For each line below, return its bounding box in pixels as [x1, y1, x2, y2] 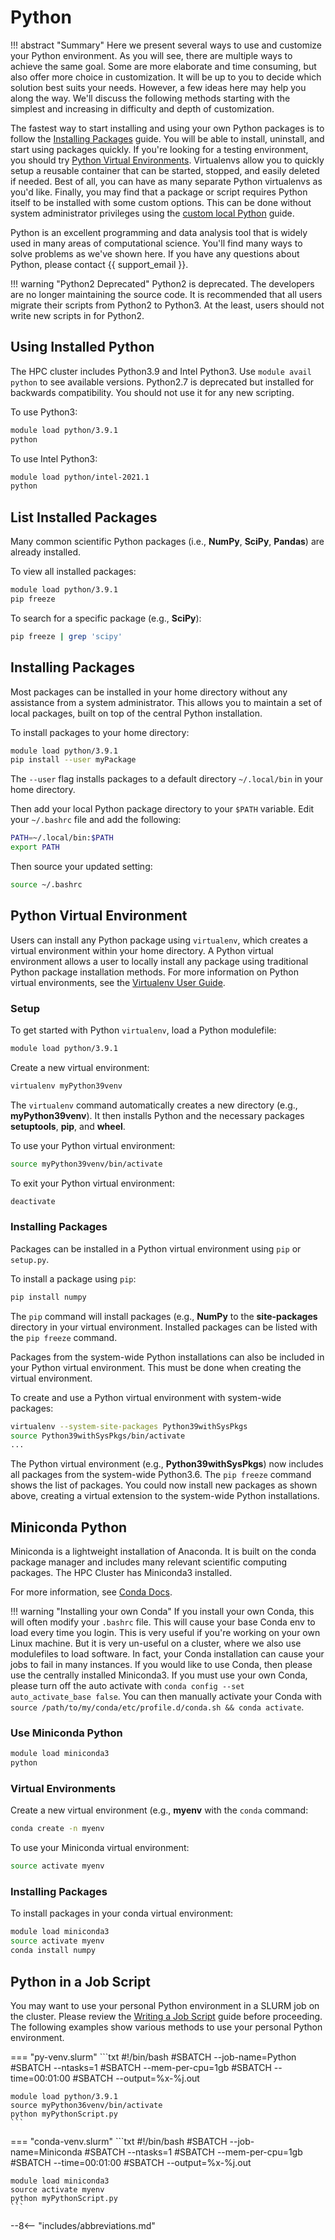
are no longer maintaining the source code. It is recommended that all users [10, 288, 323, 300]
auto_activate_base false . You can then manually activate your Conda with [10, 1691, 322, 1703]
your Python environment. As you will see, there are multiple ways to [10, 49, 293, 61]
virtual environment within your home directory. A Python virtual [10, 944, 274, 956]
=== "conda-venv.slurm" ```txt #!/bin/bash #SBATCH [10, 2135, 228, 2147]
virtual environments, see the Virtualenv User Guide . [10, 976, 226, 988]
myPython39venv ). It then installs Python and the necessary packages [10, 1109, 305, 1121]
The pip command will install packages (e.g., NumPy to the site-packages [10, 1310, 318, 1322]
